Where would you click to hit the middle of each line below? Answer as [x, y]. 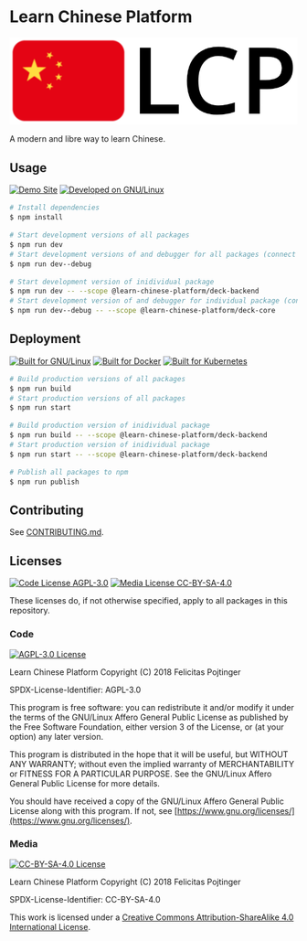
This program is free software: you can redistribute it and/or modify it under [152, 707]
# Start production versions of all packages [97, 398]
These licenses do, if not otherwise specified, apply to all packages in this [148, 601]
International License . [50, 926]
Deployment [45, 339]
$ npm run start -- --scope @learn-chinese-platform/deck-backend [138, 454]
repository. [30, 611]
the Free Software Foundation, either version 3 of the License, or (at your [147, 727]
